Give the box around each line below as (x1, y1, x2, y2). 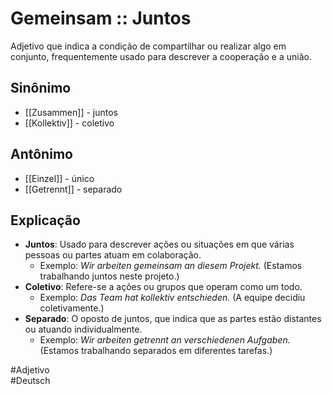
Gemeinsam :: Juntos (10, 7, 192, 30)
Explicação (10, 212, 81, 229)
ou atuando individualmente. (24, 323, 143, 336)
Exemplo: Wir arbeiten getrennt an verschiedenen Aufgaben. (39, 334, 291, 346)
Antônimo (10, 146, 73, 163)
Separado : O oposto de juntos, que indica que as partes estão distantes (24, 313, 322, 325)
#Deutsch (10, 375, 51, 387)
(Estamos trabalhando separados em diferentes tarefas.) (39, 345, 273, 357)
